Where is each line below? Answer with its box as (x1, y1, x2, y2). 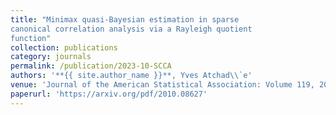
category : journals (10, 52, 92, 62)
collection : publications (10, 42, 118, 53)
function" (10, 33, 52, 43)
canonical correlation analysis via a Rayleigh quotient (10, 24, 253, 34)
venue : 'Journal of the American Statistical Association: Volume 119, (10, 80, 315, 90)
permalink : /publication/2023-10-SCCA (10, 61, 172, 71)
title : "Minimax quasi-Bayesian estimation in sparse (10, 14, 240, 25)
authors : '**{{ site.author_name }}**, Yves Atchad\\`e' (10, 71, 253, 81)
